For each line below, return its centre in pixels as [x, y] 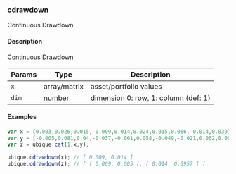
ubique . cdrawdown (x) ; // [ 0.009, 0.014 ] [70, 157]
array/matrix [64, 86]
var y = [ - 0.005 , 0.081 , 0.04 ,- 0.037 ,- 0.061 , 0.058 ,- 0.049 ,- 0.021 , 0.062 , [113, 138]
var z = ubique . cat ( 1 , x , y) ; [48, 145]
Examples [22, 117]
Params [24, 74]
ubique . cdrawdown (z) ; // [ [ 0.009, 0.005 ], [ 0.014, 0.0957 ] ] [106, 164]
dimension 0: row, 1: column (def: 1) [150, 98]
